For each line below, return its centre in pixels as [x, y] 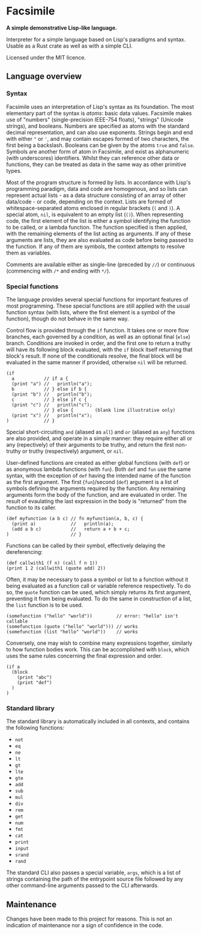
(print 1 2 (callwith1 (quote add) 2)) [56, 568]
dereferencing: [25, 551]
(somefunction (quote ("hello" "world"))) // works [72, 626]
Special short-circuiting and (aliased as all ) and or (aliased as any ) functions [100, 432]
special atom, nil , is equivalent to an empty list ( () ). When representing [95, 214]
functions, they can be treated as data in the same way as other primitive [96, 164]
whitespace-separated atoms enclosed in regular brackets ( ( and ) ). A [93, 208]
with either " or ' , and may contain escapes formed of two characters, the [97, 138]
